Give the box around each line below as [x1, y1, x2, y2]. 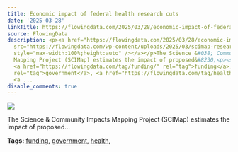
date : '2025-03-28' [7, 17, 65, 24]
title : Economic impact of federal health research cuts [7, 10, 179, 18]
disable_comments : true [7, 83, 78, 90]
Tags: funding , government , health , [7, 136, 111, 145]
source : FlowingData [7, 30, 69, 37]
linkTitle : [7, 23, 40, 30]
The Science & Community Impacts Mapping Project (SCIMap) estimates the [7, 115, 230, 124]
